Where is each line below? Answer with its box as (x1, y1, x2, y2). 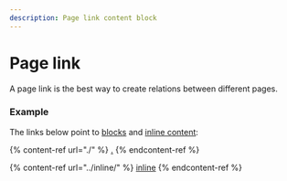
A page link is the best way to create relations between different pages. (9, 83, 279, 94)
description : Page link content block (9, 13, 157, 23)
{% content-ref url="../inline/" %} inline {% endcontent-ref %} (9, 162, 243, 173)
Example (9, 106, 49, 119)
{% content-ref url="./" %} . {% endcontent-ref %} (9, 144, 200, 155)
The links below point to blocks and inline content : (9, 126, 199, 137)
